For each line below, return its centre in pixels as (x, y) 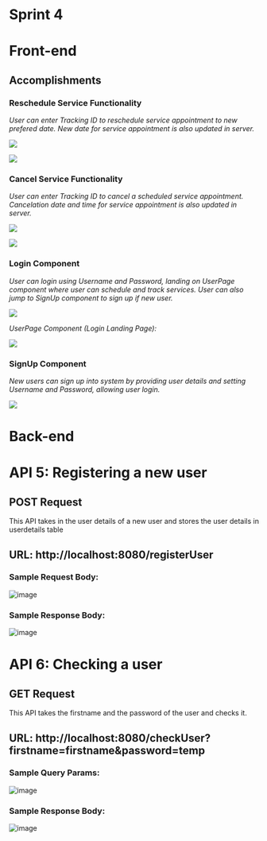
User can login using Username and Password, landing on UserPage (122, 281)
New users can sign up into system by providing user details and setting (128, 381)
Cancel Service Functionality (66, 179)
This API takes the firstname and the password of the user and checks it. (128, 713)
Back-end (42, 437)
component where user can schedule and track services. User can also (126, 289)
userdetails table (36, 529)
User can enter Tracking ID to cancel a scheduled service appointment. (126, 196)
